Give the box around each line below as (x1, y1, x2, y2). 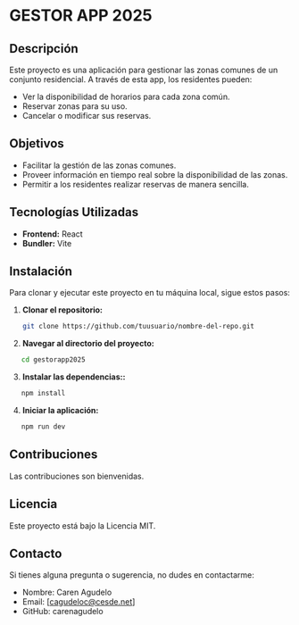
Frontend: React (21, 229, 83, 239)
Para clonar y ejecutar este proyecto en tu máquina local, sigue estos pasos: (9, 287, 290, 298)
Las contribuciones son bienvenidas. (9, 471, 145, 481)
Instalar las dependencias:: (21, 371, 126, 382)
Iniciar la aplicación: (21, 405, 99, 416)
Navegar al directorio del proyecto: (21, 338, 154, 349)
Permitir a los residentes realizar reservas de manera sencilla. (21, 179, 250, 189)
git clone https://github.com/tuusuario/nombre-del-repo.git (21, 322, 255, 331)
